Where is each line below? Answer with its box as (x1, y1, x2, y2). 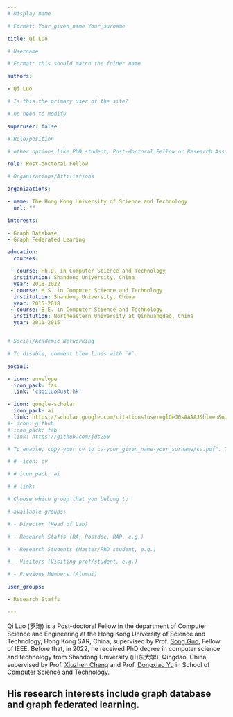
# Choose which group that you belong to (7, 496, 129, 503)
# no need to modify (7, 110, 67, 117)
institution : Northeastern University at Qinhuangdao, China (13, 313, 194, 320)
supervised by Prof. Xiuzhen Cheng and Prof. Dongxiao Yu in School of (7, 660, 210, 668)
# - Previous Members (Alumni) (7, 571, 98, 578)
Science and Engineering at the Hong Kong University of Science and (7, 630, 206, 638)
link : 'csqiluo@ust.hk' (13, 388, 82, 396)
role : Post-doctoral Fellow (7, 160, 89, 167)
